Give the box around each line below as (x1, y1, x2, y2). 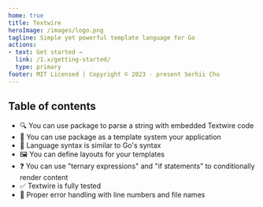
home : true (8, 11, 44, 20)
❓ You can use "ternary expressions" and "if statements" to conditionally (19, 161, 255, 171)
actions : (8, 41, 37, 49)
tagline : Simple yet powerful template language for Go (8, 33, 195, 42)
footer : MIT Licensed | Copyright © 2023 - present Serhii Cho (8, 70, 220, 78)
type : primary (15, 63, 61, 71)
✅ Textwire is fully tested (19, 181, 102, 190)
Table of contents (8, 100, 96, 113)
